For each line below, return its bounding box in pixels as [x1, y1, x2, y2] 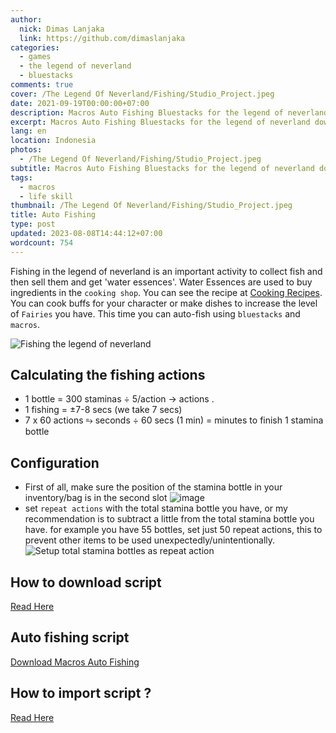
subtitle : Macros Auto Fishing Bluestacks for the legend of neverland [10, 163, 315, 173]
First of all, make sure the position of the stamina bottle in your [24, 481, 283, 493]
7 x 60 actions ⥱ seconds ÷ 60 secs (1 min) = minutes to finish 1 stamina [24, 414, 324, 426]
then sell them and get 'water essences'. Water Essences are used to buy [10, 276, 313, 288]
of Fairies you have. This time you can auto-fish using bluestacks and [10, 307, 301, 320]
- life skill [19, 191, 74, 201]
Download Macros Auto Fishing [10, 656, 140, 668]
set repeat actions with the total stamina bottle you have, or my [24, 502, 288, 515]
